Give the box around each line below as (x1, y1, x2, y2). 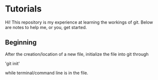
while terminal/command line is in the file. (5, 70, 88, 76)
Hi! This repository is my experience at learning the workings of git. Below (5, 19, 153, 25)
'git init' (5, 60, 20, 66)
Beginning (5, 39, 37, 47)
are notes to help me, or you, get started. (5, 24, 87, 30)
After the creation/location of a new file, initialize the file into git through (5, 51, 149, 57)
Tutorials (5, 3, 42, 14)
